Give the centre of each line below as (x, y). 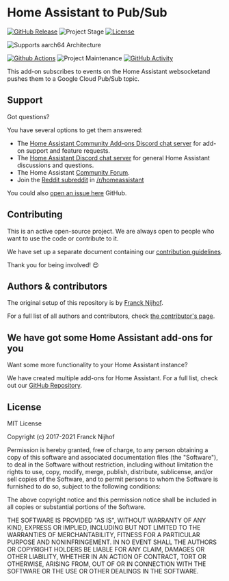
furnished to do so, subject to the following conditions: (84, 486)
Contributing (35, 215)
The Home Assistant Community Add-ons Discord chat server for (109, 143)
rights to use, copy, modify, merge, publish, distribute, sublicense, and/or (110, 472)
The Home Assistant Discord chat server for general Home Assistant (113, 158)
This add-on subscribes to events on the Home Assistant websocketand (109, 71)
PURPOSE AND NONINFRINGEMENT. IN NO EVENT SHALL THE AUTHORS (112, 542)
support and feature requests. (68, 150)
